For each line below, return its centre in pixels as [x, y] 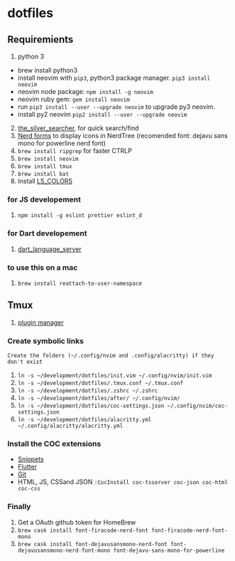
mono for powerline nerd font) [62, 143]
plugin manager [40, 323]
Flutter [27, 467]
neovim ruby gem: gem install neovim [73, 99]
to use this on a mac [43, 267]
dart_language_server [49, 249]
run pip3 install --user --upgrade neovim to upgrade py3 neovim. [116, 107]
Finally [19, 507]
